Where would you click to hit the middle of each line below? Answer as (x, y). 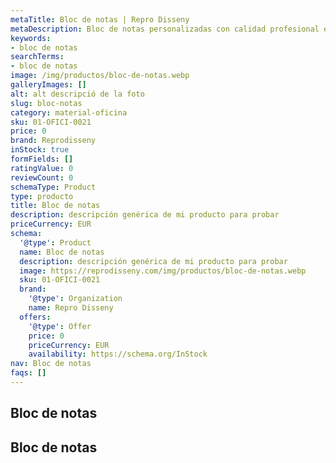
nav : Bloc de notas (51, 364)
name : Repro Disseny (71, 308)
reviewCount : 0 (42, 177)
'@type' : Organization (75, 299)
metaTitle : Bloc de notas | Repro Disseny (100, 19)
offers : (35, 317)
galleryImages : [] (48, 85)
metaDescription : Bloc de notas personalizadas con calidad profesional (165, 29)
